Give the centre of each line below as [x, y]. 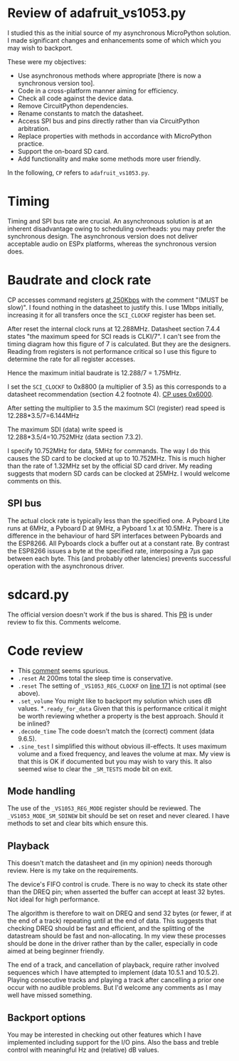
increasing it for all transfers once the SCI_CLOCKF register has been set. [112, 315]
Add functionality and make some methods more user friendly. [109, 159]
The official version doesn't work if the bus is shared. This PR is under [110, 615]
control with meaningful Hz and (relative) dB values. [83, 1050]
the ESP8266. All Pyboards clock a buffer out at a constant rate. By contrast [118, 543]
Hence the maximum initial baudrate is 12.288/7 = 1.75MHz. [94, 372]
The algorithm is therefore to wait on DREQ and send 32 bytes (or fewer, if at [119, 914]
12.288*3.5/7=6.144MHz [43, 415]
